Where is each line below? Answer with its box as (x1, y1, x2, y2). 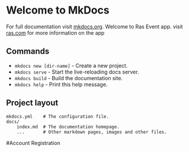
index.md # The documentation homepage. (16, 124, 120, 130)
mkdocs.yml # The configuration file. (6, 113, 110, 120)
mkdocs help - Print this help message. (14, 81, 108, 88)
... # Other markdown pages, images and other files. (16, 129, 167, 135)
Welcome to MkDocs (6, 4, 110, 17)
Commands (6, 47, 50, 57)
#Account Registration (6, 139, 61, 146)
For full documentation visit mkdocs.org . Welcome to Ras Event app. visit (6, 23, 183, 30)
